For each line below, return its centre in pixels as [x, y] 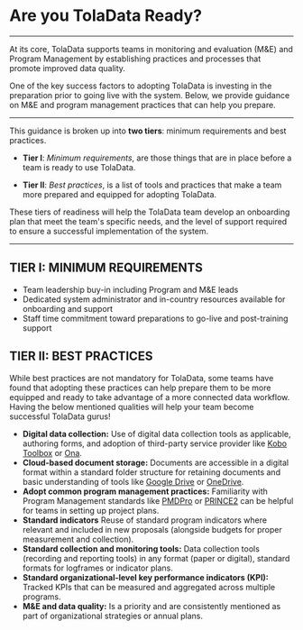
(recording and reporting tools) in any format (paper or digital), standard [156, 558]
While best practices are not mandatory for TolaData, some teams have [142, 378]
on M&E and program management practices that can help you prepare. [143, 105]
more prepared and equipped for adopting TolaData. [119, 194]
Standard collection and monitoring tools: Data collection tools [141, 548]
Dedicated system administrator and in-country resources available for [154, 299]
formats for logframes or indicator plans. [97, 568]
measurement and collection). [78, 539]
